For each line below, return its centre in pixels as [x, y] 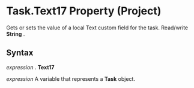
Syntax [20, 53]
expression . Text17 [30, 67]
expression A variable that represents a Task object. [71, 78]
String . [16, 34]
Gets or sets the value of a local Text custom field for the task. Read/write [97, 28]
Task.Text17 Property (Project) [84, 11]
